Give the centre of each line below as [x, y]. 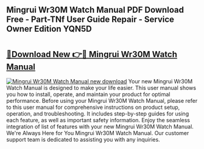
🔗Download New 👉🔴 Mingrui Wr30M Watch [92, 54]
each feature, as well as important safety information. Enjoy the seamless [98, 120]
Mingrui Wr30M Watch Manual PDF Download [95, 10]
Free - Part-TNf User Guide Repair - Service [90, 20]
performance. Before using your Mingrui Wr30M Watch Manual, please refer [102, 101]
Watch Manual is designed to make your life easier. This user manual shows [101, 88]
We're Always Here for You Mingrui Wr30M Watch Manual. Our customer [98, 133]
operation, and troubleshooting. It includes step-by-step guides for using [98, 114]
